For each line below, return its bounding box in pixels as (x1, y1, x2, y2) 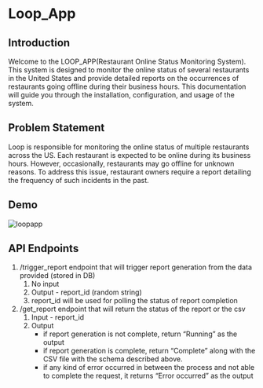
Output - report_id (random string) (31, 287, 143, 297)
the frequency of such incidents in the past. (8, 175, 149, 185)
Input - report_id (31, 313, 85, 322)
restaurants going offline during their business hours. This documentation (8, 82, 247, 91)
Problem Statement (8, 121, 105, 134)
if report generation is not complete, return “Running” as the (42, 329, 238, 339)
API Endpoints (8, 242, 79, 255)
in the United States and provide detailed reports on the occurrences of (8, 74, 239, 82)
